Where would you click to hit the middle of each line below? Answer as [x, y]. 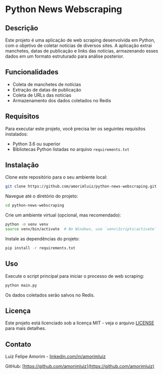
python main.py [21, 285]
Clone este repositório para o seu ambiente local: [56, 177]
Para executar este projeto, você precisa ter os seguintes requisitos [75, 129]
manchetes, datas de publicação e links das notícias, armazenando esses [82, 51]
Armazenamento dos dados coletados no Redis [62, 100]
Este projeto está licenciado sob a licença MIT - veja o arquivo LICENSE [80, 323]
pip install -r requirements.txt [40, 248]
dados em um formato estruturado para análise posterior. [65, 56]
